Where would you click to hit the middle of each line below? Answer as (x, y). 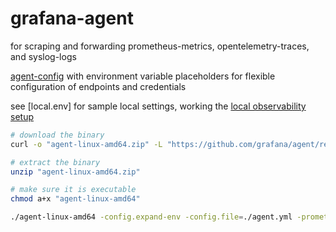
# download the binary (57, 135)
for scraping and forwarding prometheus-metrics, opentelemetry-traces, (160, 46)
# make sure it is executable (73, 190)
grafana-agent (72, 18)
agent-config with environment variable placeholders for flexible (143, 76)
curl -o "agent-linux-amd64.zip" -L (86, 144)
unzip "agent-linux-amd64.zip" (75, 172)
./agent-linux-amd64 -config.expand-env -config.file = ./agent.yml (151, 217)
